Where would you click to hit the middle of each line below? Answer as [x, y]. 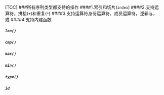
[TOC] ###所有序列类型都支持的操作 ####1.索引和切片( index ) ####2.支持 [80, 7]
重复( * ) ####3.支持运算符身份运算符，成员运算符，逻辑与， [97, 13]
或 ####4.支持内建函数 [28, 20]
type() [12, 77]
